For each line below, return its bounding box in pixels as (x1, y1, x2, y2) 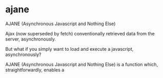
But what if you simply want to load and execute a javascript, (5, 46, 134, 52)
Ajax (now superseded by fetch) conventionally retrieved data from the (5, 30, 155, 36)
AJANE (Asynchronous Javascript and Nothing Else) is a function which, (5, 61, 158, 67)
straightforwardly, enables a (5, 67, 65, 73)
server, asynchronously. (5, 36, 56, 42)
